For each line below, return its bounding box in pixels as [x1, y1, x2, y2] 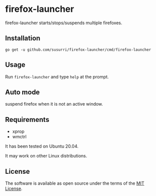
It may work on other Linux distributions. [5, 153, 87, 159]
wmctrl [12, 134, 27, 140]
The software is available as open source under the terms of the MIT [5, 180, 145, 186]
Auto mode [5, 88, 40, 96]
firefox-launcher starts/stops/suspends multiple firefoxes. [5, 20, 122, 26]
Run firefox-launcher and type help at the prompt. [5, 74, 109, 79]
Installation [5, 34, 40, 42]
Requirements [5, 115, 49, 124]
